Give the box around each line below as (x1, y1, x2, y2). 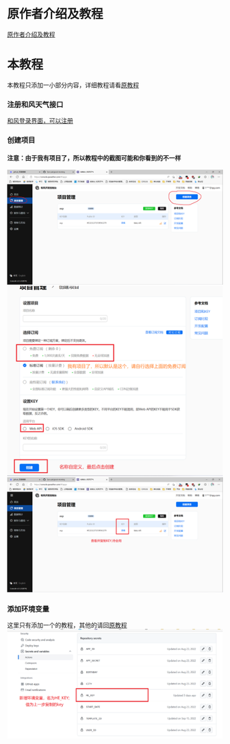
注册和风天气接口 (7, 100, 64, 109)
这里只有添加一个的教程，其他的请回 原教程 (7, 621, 127, 629)
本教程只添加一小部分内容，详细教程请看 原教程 (7, 80, 139, 89)
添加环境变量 (7, 604, 50, 614)
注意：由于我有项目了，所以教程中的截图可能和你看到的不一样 (7, 154, 181, 162)
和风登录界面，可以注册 (7, 117, 73, 125)
